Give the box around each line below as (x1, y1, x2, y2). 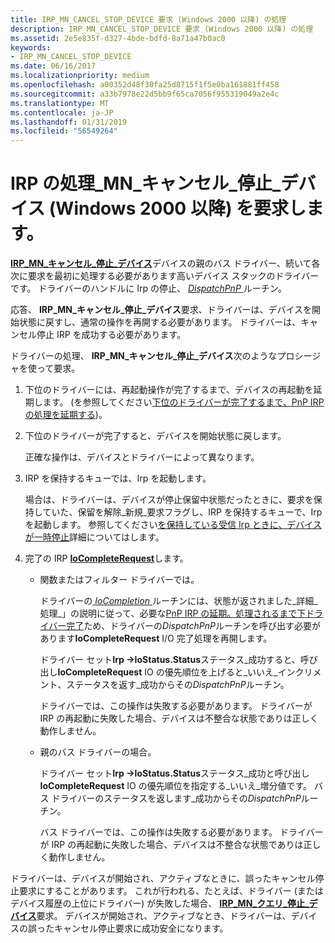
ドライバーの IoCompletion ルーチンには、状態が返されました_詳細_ (39, 595, 318, 607)
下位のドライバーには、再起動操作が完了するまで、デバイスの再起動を (24, 384, 314, 396)
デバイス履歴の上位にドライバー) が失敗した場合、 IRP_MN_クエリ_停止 (10, 897, 305, 910)
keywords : (10, 42, 52, 53)
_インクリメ (273, 666, 322, 678)
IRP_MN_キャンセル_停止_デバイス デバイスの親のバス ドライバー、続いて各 (10, 257, 321, 270)
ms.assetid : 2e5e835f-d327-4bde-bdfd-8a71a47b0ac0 (10, 33, 226, 43)
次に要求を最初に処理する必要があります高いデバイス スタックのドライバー (10, 270, 320, 282)
